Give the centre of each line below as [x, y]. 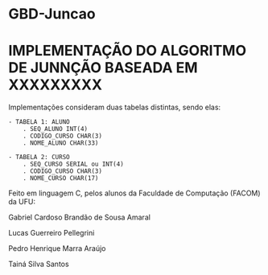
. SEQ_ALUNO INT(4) [56, 129]
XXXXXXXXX [56, 85]
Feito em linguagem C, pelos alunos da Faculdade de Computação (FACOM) [134, 193]
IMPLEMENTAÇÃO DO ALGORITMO [128, 51]
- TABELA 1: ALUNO [39, 122]
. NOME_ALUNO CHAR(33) [61, 143]
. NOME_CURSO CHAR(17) [61, 179]
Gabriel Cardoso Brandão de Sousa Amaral [80, 217]
